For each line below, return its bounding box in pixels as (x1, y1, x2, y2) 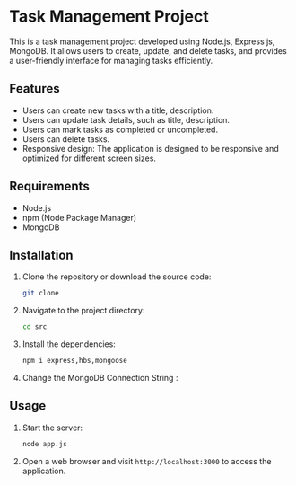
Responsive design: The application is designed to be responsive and (22, 143, 280, 154)
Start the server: (22, 422, 83, 433)
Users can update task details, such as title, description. (22, 114, 231, 125)
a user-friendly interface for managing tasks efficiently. (9, 55, 213, 66)
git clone (22, 289, 60, 298)
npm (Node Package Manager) (22, 212, 137, 223)
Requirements (9, 179, 90, 194)
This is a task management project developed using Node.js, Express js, (9, 36, 275, 47)
